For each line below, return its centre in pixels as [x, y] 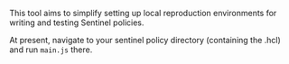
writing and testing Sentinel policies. [77, 23]
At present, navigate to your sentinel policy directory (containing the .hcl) [145, 40]
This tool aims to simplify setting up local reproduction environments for [143, 13]
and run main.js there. [51, 50]
